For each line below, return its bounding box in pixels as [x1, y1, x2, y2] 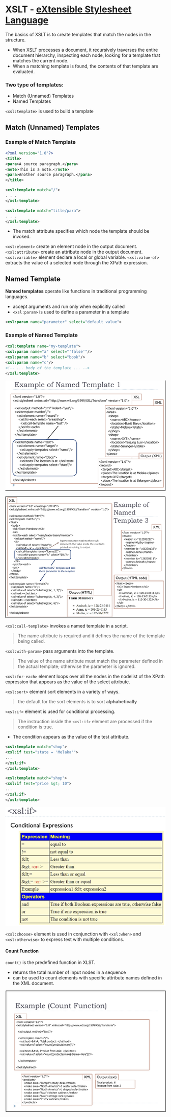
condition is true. [17, 724, 53, 730]
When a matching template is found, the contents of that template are [12, 63, 159, 69]
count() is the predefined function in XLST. [5, 959, 96, 966]
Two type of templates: [5, 81, 64, 88]
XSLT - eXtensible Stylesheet [5, 4, 132, 15]
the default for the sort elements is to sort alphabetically [17, 699, 137, 705]
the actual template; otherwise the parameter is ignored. [17, 663, 136, 669]
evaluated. [12, 68, 35, 75]
